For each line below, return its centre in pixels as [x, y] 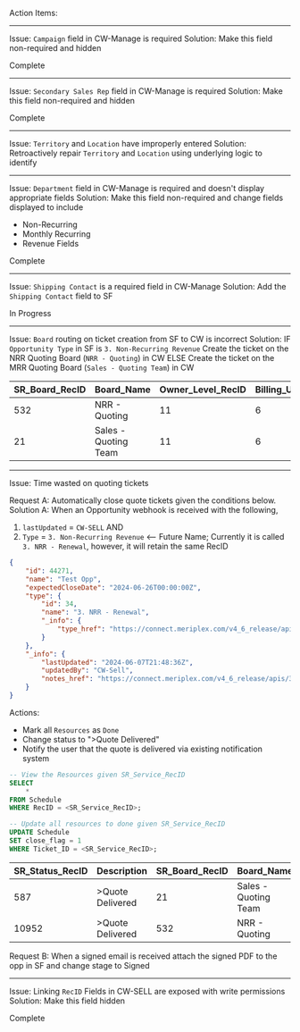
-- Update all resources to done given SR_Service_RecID [117, 824]
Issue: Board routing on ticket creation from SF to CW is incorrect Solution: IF [150, 339]
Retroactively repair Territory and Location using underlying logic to [136, 153]
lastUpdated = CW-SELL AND [73, 527]
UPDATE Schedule [39, 833]
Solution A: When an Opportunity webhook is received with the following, [144, 510]
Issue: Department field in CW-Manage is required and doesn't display [137, 188]
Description [122, 870]
